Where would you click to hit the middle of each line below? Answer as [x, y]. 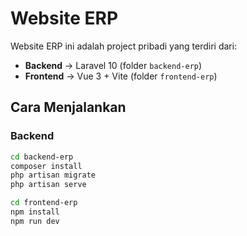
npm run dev [35, 221]
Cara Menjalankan [68, 107]
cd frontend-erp [44, 203]
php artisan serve [48, 185]
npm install [35, 212]
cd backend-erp [42, 157]
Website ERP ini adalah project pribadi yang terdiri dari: [124, 46]
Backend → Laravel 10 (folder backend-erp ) [113, 65]
